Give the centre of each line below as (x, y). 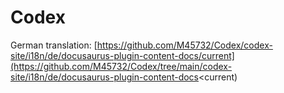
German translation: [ (54, 45)
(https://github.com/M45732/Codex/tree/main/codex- (121, 66)
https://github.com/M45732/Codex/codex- (184, 45)
